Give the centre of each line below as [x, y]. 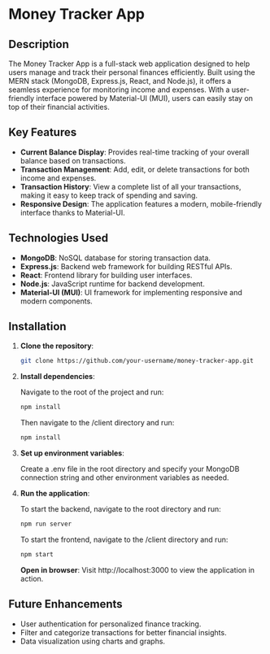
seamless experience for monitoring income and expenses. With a [119, 89]
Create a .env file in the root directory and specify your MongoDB [130, 469]
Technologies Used [58, 238]
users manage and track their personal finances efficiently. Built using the [132, 72]
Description [39, 44]
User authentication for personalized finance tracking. [111, 624]
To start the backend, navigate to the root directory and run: [120, 509]
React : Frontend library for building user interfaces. [106, 275]
